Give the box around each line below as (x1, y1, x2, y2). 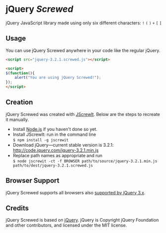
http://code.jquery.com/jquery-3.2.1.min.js (12, 147, 99, 153)
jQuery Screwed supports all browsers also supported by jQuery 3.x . (5, 189, 146, 195)
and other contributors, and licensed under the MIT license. (5, 222, 127, 229)
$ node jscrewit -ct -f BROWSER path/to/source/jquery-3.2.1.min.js (12, 159, 158, 164)
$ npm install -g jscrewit (12, 137, 69, 142)
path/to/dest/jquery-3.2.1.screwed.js (12, 163, 93, 168)
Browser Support (5, 176, 60, 185)
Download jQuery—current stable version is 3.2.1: (12, 142, 114, 148)
